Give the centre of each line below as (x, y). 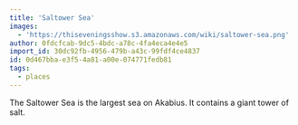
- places (34, 77)
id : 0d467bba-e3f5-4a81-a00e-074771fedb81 (91, 60)
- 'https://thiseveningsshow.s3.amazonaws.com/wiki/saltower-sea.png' (154, 34)
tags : (19, 69)
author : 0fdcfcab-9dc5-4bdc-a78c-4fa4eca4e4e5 (99, 43)
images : (24, 26)
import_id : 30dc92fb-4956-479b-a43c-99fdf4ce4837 (105, 52)
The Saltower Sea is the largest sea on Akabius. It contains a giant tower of (149, 102)
